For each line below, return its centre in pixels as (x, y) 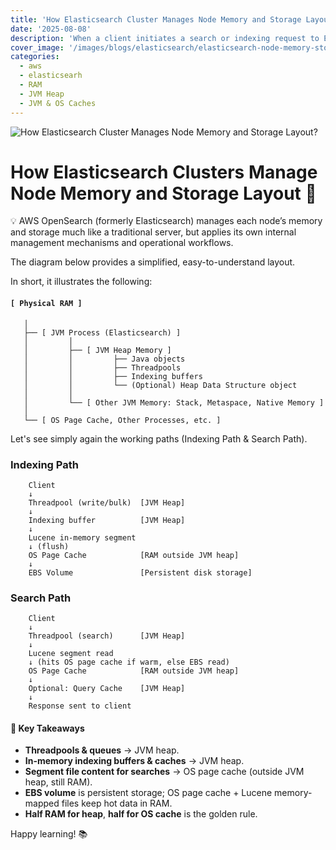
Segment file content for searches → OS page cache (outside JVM (164, 772)
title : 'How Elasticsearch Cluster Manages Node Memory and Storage (156, 19)
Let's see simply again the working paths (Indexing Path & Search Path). (159, 438)
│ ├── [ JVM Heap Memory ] (97, 350)
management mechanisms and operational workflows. (122, 243)
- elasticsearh (51, 76)
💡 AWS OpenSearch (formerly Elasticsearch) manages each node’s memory (166, 221)
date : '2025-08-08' (51, 29)
